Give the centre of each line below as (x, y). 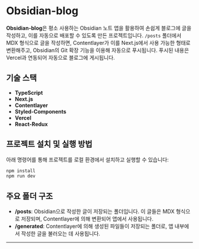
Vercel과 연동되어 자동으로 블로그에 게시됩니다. (61, 57)
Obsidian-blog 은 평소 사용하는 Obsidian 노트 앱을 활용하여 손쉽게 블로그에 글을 (99, 28)
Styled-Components (41, 111)
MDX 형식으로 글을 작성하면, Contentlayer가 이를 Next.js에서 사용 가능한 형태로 (98, 43)
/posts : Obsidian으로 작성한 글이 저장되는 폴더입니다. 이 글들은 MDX (94, 212)
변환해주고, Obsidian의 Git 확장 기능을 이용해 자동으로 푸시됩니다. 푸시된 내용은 (98, 50)
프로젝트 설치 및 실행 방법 (49, 144)
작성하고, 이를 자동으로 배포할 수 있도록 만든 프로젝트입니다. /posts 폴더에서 (94, 35)
